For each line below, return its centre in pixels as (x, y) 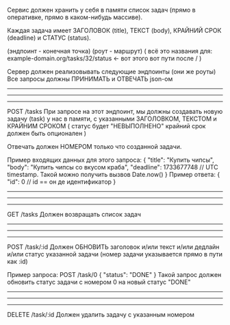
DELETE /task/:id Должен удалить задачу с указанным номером (101, 314)
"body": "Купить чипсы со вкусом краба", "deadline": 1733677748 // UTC (113, 167)
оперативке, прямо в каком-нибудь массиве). (75, 17)
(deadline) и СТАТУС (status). (49, 38)
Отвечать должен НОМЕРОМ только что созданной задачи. (94, 146)
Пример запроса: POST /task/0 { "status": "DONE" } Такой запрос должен (114, 275)
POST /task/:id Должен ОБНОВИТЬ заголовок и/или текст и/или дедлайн (113, 247)
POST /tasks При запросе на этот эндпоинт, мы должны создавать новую (115, 111)
